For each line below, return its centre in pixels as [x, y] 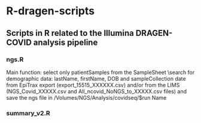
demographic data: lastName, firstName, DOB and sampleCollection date [96, 78]
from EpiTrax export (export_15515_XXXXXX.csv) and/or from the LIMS [93, 85]
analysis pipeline [66, 42]
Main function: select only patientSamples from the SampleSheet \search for [100, 72]
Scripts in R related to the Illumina [70, 33]
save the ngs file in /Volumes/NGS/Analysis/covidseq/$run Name [86, 97]
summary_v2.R [28, 113]
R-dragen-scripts [50, 11]
